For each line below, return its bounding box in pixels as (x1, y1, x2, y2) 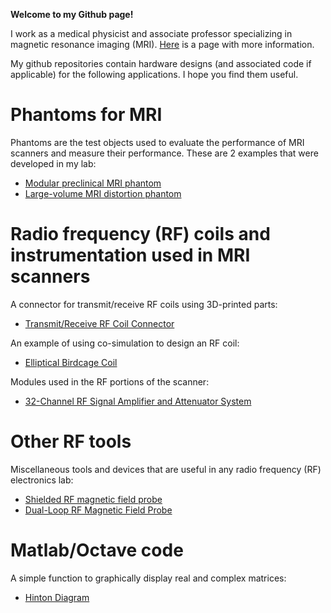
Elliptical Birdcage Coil (24, 356, 118, 368)
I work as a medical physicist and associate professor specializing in (10, 28, 293, 39)
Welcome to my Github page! (10, 9, 134, 20)
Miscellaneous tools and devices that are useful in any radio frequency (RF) (10, 463, 322, 475)
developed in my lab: (10, 157, 97, 169)
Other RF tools (10, 430, 132, 453)
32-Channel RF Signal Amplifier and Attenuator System (24, 395, 252, 407)
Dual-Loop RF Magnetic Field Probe (24, 504, 173, 516)
